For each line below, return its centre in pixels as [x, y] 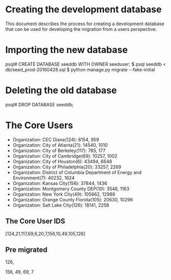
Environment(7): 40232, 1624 [44, 178]
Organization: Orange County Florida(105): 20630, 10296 [73, 199]
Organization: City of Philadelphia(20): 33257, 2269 [67, 167]
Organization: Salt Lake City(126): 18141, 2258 [61, 205]
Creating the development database [84, 10]
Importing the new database [67, 50]
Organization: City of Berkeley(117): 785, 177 [59, 151]
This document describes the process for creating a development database [85, 24]
